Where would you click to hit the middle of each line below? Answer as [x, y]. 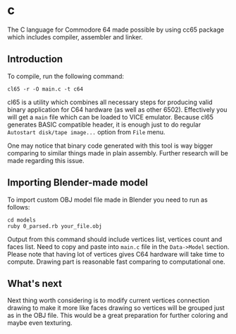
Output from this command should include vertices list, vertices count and [115, 239]
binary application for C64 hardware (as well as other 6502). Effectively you [117, 109]
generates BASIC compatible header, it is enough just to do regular [104, 124]
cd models [22, 220]
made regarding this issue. [46, 160]
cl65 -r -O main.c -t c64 [45, 89]
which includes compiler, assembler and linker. [75, 37]
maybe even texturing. [40, 323]
